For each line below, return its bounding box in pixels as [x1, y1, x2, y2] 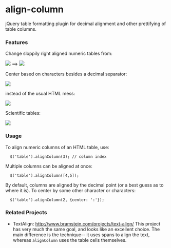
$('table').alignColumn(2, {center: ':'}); [10, 197, 104, 202]
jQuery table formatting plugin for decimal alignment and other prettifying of [5, 20, 166, 27]
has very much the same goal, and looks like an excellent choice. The [12, 226, 160, 232]
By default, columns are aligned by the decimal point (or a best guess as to [5, 182, 164, 188]
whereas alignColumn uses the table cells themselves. [12, 237, 127, 243]
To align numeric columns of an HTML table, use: [5, 144, 109, 150]
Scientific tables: [5, 110, 41, 116]
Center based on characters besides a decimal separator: [5, 71, 127, 77]
